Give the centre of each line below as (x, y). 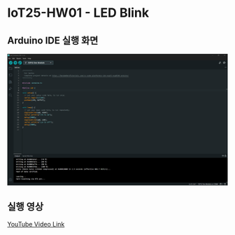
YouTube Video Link (36, 224)
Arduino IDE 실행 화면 (53, 40)
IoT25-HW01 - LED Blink (78, 13)
